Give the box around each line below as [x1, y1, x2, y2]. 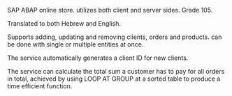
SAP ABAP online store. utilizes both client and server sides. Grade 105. [7, 6, 213, 14]
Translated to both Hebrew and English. [7, 19, 121, 27]
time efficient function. [7, 82, 73, 90]
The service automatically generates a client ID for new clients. [7, 54, 189, 62]
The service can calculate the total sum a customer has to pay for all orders [7, 67, 225, 75]
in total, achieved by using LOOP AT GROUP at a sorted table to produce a [7, 74, 221, 83]
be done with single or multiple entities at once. [7, 40, 144, 48]
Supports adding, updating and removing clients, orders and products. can [7, 33, 222, 41]
